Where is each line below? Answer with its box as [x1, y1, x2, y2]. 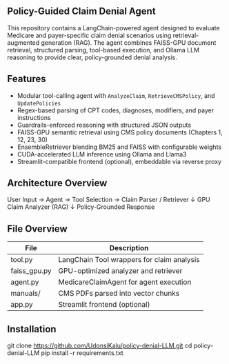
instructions [17, 113, 52, 121]
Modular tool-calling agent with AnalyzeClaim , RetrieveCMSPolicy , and [17, 91, 215, 99]
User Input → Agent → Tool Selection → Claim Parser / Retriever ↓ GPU [7, 196, 210, 204]
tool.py [10, 255, 33, 265]
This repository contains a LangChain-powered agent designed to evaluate [7, 23, 220, 32]
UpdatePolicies [17, 100, 61, 107]
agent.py [10, 277, 39, 287]
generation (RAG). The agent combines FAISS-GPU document [41, 38, 217, 47]
